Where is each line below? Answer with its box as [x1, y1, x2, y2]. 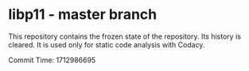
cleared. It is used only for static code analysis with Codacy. [8, 39, 205, 49]
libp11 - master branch [8, 6, 158, 24]
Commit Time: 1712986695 [8, 55, 96, 65]
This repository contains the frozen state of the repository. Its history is [8, 32, 241, 41]
